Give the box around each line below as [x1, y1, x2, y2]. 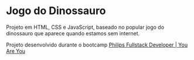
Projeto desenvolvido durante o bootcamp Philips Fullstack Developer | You [6, 41, 188, 48]
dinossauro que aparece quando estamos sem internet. [6, 29, 140, 36]
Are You [6, 47, 25, 54]
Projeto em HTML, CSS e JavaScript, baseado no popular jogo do [6, 24, 165, 31]
